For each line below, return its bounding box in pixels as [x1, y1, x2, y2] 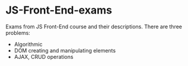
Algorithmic [14, 41, 43, 48]
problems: [5, 29, 30, 36]
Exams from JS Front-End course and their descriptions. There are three [5, 23, 182, 30]
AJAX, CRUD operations [14, 53, 74, 60]
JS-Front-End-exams [5, 4, 112, 17]
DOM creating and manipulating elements [14, 47, 116, 54]
